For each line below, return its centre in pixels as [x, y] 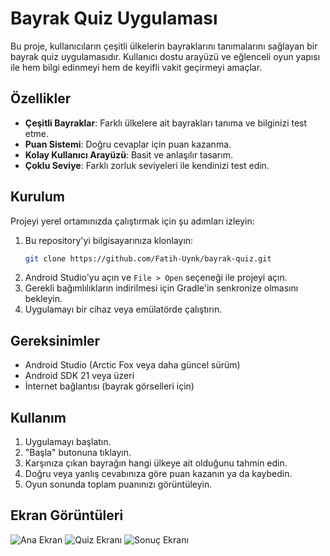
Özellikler [41, 98]
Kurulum [38, 197]
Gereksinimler [55, 340]
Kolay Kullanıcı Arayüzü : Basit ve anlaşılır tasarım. [128, 154]
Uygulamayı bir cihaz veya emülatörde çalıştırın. [123, 309]
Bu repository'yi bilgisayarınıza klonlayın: [109, 240]
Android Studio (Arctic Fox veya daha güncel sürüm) [132, 365]
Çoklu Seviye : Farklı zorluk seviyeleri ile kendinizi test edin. [147, 165]
